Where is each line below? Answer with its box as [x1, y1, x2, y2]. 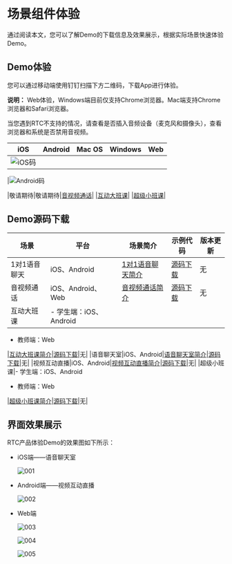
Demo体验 [7, 62, 52, 73]
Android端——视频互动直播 [17, 481, 95, 489]
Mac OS [76, 144, 104, 154]
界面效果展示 [7, 419, 62, 431]
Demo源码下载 [7, 214, 70, 225]
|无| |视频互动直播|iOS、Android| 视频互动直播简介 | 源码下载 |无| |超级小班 [19, 359, 224, 367]
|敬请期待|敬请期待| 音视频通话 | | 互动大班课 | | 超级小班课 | [7, 191, 166, 199]
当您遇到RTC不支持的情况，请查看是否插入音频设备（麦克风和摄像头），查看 [7, 119, 222, 127]
